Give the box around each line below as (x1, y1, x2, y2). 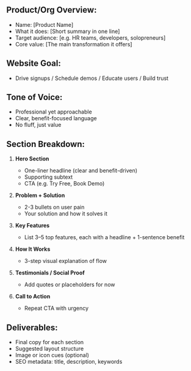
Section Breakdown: (6, 139, 85, 149)
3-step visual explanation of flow (24, 258, 107, 265)
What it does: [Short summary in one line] (15, 27, 120, 35)
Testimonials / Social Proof (15, 269, 85, 276)
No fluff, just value (15, 121, 62, 129)
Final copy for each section (15, 339, 84, 346)
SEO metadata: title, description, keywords (15, 358, 123, 366)
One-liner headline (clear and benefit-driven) (24, 167, 138, 175)
